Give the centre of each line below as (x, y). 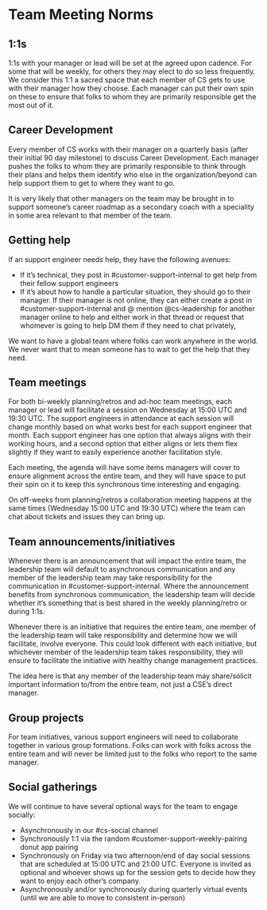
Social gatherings (53, 787)
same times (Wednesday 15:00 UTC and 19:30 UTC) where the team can (127, 508)
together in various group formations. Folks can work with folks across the (130, 746)
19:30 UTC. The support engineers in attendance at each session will (121, 418)
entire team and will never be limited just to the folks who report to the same (133, 754)
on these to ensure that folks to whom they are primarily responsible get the (132, 96)
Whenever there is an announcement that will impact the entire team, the (127, 561)
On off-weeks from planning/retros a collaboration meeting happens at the (130, 500)
